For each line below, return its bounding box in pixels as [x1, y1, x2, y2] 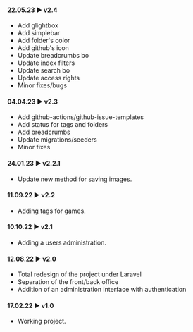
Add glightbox [17, 21, 58, 30]
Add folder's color [17, 36, 70, 45]
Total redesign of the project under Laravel [17, 270, 142, 278]
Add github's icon [17, 44, 69, 52]
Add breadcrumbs [17, 128, 70, 137]
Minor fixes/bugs [17, 81, 68, 90]
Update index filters [17, 59, 75, 67]
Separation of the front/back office [17, 278, 119, 286]
